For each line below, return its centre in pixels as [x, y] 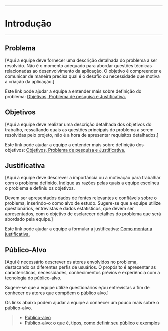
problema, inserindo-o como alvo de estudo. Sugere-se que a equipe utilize [83, 203]
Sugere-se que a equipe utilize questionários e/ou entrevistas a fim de [77, 288]
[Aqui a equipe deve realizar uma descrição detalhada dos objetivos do [78, 124]
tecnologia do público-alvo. [33, 278]
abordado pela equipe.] [29, 219]
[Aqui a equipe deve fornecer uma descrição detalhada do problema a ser [81, 60]
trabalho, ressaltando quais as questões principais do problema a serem [79, 129]
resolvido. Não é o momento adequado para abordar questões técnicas [79, 65]
